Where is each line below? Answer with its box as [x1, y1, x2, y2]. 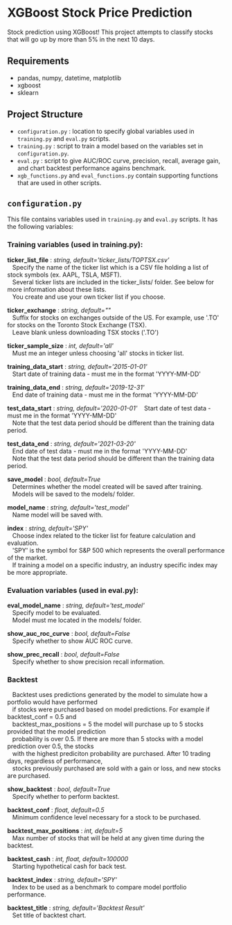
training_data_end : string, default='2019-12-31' [7, 383, 145, 391]
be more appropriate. [7, 568, 68, 576]
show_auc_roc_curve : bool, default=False [7, 629, 130, 637]
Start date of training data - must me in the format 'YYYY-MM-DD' [12, 370, 201, 378]
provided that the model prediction [7, 727, 106, 736]
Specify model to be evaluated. [12, 608, 102, 616]
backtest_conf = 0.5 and [7, 713, 77, 721]
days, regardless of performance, [7, 757, 102, 766]
